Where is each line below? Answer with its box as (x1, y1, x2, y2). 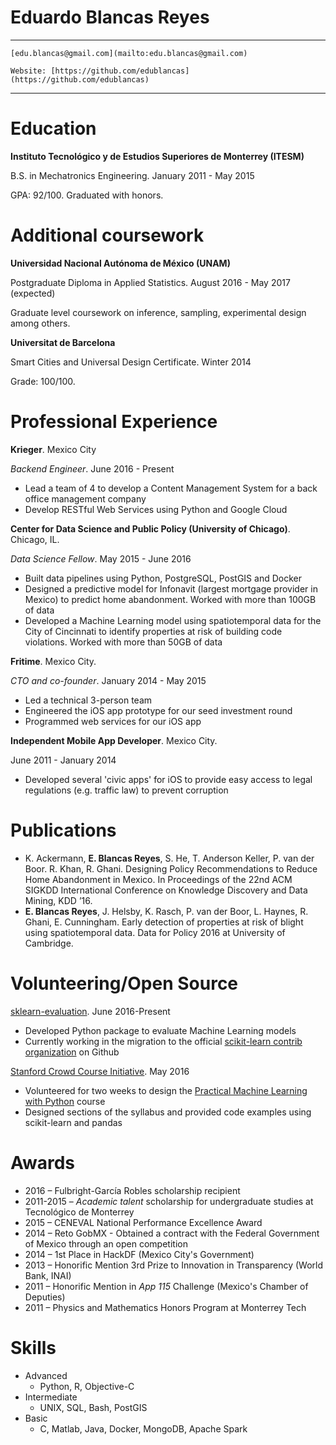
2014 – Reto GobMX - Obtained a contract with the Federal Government (24, 1227, 320, 1239)
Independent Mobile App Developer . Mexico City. (10, 734, 218, 746)
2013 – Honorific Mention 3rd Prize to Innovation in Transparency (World (24, 1259, 324, 1271)
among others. (10, 317, 71, 329)
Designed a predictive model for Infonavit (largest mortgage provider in (24, 582, 318, 595)
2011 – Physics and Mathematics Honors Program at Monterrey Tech (24, 1301, 307, 1313)
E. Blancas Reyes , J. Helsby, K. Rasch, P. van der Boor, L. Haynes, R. (24, 905, 309, 917)
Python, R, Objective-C (39, 1380, 135, 1392)
